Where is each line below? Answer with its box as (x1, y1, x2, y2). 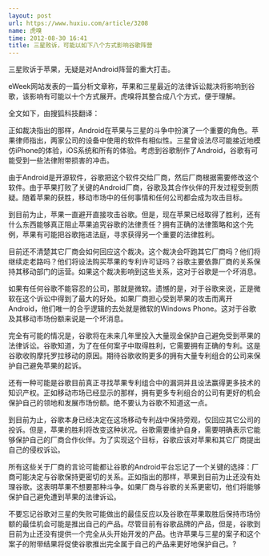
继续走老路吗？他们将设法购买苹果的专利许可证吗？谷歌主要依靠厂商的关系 (8, 257, 254, 267)
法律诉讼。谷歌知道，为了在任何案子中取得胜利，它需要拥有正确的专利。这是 (8, 341, 261, 351)
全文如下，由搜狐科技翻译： (8, 109, 100, 119)
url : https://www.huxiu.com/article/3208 (8, 19, 149, 27)
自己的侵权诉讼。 (8, 445, 65, 455)
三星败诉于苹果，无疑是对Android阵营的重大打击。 (8, 65, 175, 75)
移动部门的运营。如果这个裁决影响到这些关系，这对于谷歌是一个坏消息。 (22, 267, 261, 276)
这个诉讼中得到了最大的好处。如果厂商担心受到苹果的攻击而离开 (22, 294, 233, 304)
